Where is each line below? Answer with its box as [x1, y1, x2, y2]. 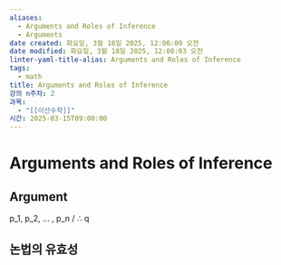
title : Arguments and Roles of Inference [9, 80, 169, 90]
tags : [9, 64, 30, 73]
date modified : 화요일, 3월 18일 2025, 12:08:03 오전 [9, 47, 204, 56]
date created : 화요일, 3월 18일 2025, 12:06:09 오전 [9, 38, 199, 48]
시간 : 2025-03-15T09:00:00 [9, 114, 108, 123]
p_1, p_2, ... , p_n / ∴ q [9, 213, 90, 224]
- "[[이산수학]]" [17, 106, 75, 115]
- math [17, 72, 43, 81]
